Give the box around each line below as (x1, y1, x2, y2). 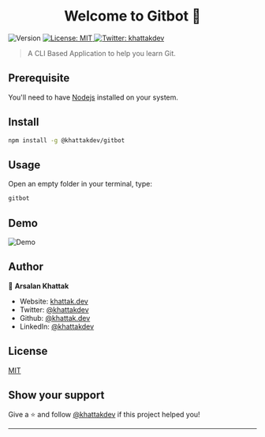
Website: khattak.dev (19, 296, 88, 306)
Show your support (8, 388, 105, 401)
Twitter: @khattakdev (19, 304, 89, 315)
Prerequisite (8, 71, 70, 85)
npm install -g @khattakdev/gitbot (8, 136, 125, 145)
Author (8, 260, 43, 273)
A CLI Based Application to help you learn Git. (27, 48, 176, 58)
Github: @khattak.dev (19, 313, 91, 322)
